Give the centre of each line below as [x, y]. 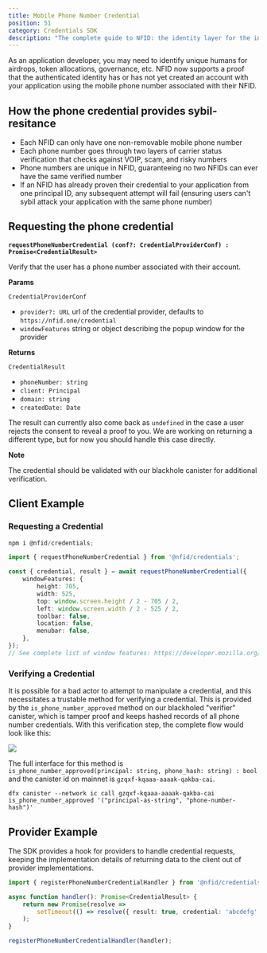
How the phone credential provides [97, 111]
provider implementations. [51, 868]
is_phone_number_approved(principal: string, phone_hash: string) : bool [133, 771]
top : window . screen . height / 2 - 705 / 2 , [108, 601]
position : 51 [30, 23]
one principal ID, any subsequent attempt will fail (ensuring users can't [135, 193]
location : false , [65, 623]
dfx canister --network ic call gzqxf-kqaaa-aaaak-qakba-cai [112, 794]
